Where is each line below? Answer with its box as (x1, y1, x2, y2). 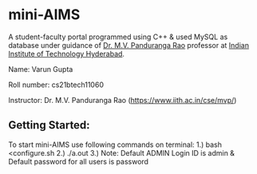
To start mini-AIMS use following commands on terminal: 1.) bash (8, 140, 222, 149)
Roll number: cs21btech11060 (8, 80, 104, 89)
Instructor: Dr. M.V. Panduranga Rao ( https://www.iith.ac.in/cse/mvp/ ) (8, 95, 237, 105)
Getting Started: (8, 118, 90, 132)
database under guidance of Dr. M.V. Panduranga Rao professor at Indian (8, 40, 250, 49)
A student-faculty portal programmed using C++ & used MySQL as (8, 32, 228, 42)
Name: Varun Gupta (8, 64, 73, 73)
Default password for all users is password (8, 156, 149, 166)
